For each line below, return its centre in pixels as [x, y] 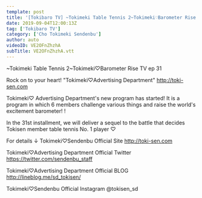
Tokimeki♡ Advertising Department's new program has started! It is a [93, 98]
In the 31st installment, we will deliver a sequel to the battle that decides [96, 123]
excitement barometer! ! [36, 111]
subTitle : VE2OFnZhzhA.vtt [40, 51]
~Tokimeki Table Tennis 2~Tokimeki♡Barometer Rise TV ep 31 [84, 68]
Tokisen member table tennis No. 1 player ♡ [61, 129]
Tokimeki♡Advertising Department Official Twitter [69, 152]
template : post [25, 12]
